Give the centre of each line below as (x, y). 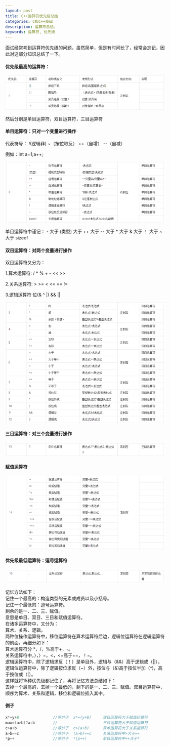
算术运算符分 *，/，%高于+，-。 (39, 649)
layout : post (19, 11)
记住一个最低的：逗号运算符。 (36, 604)
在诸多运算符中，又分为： (32, 624)
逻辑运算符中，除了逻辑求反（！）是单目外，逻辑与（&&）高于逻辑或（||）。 (84, 661)
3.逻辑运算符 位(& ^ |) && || (33, 295)
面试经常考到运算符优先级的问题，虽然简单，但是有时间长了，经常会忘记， (83, 48)
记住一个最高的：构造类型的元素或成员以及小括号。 (58, 598)
